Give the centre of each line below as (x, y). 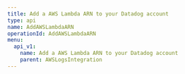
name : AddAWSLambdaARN (41, 27)
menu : (15, 40)
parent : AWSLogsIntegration (61, 60)
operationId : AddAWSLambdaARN (52, 33)
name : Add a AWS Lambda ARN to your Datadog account (99, 54)
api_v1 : (25, 47)
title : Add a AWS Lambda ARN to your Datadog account (88, 14)
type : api (22, 20)
